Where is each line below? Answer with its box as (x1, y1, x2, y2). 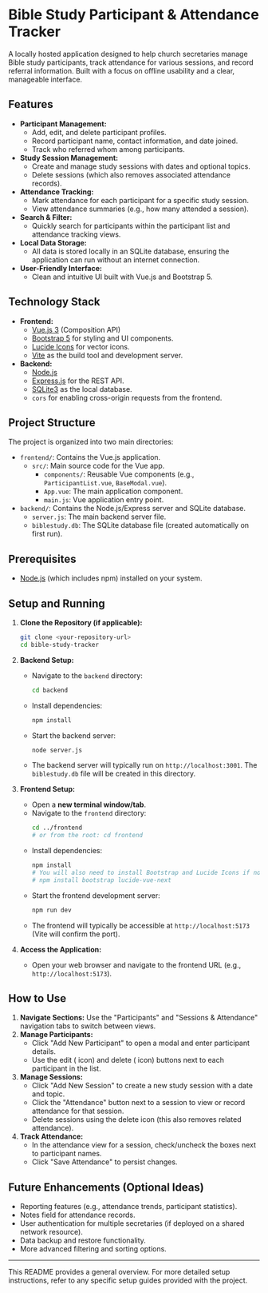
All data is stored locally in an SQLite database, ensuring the (31, 246, 230, 256)
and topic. (31, 1089, 65, 1099)
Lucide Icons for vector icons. (31, 341, 130, 351)
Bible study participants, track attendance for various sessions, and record (8, 58, 254, 67)
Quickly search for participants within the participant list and (31, 221, 231, 230)
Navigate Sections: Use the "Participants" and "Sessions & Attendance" (19, 1013, 258, 1023)
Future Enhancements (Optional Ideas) (8, 1180, 205, 1194)
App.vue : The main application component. (43, 486, 183, 497)
